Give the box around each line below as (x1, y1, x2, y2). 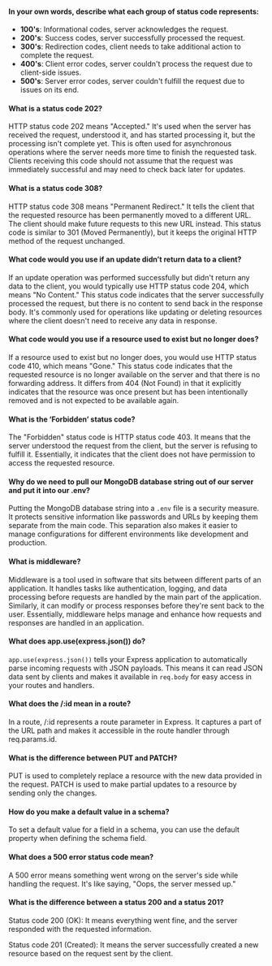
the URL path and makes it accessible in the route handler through (8, 726, 230, 735)
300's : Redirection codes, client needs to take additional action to (19, 41, 241, 52)
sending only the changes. (8, 788, 97, 798)
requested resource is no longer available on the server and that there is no (8, 370, 261, 379)
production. (8, 538, 47, 548)
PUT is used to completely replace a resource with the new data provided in (8, 771, 262, 781)
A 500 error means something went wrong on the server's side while (8, 870, 239, 880)
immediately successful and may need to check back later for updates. (8, 165, 246, 175)
